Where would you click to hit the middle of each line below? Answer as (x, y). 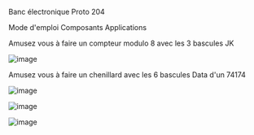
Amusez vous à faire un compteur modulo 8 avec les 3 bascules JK (121, 43)
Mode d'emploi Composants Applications (78, 27)
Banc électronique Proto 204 (57, 12)
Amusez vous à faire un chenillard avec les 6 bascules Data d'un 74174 (127, 75)
